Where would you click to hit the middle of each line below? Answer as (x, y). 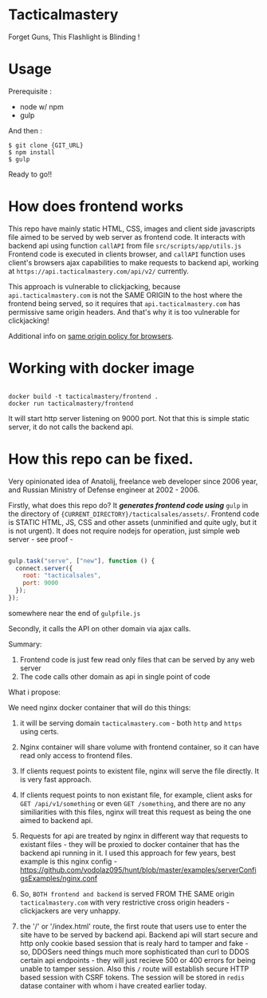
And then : (25, 130)
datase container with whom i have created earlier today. (113, 985)
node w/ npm (41, 106)
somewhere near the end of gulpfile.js (75, 613)
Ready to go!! (30, 174)
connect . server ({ (44, 568)
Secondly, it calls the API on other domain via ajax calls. (100, 628)
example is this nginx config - (69, 861)
